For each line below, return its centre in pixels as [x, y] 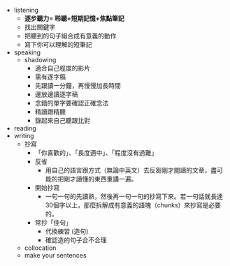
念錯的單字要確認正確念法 [72, 103]
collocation [40, 248]
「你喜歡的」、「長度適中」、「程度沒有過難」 [96, 153]
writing [24, 136]
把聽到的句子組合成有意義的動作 [70, 36]
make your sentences [55, 255]
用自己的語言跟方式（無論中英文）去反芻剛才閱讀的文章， [128, 170]
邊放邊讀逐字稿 [56, 94]
